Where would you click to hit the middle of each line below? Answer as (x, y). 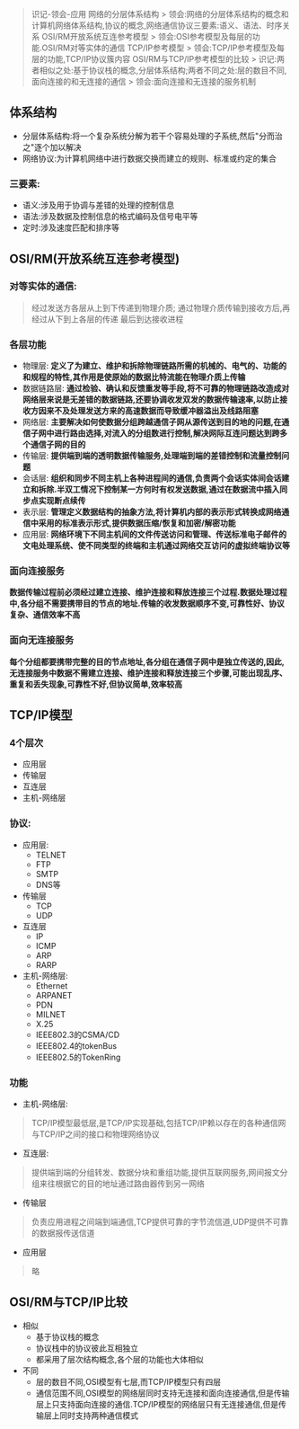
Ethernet (52, 985)
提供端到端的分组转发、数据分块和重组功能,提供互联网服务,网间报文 (155, 1172)
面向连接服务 (37, 572)
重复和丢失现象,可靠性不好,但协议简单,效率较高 (96, 684)
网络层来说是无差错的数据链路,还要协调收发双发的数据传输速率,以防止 (151, 400)
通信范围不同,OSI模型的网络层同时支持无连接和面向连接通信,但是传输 (163, 1393)
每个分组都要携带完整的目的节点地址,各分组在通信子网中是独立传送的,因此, (147, 661)
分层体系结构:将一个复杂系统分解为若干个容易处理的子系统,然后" (141, 136)
